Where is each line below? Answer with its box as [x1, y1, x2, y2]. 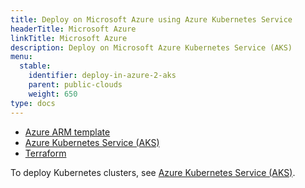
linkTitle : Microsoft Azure [10, 33, 128, 43]
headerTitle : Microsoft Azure [10, 24, 137, 34]
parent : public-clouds [28, 80, 123, 90]
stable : [19, 61, 52, 71]
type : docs [10, 98, 56, 108]
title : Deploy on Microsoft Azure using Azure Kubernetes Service [10, 14, 293, 25]
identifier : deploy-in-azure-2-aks [28, 71, 177, 81]
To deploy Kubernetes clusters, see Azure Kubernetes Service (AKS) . [10, 166, 296, 178]
